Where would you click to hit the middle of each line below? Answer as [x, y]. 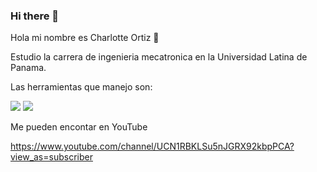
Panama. [28, 68]
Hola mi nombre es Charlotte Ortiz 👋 [85, 38]
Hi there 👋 [35, 16]
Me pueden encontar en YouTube [79, 127]
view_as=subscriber [51, 157]
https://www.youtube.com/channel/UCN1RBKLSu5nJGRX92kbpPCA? [152, 146]
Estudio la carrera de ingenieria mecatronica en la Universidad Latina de [159, 57]
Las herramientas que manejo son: [81, 87]
